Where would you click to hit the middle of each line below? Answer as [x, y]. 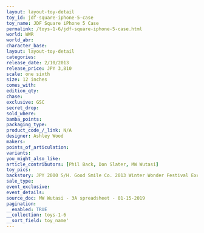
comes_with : [21, 86]
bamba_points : [24, 119]
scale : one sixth [28, 74]
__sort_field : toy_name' [38, 221]
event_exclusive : [28, 187]
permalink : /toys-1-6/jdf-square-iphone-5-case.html [74, 29]
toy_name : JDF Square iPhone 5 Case [53, 23]
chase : [15, 96]
